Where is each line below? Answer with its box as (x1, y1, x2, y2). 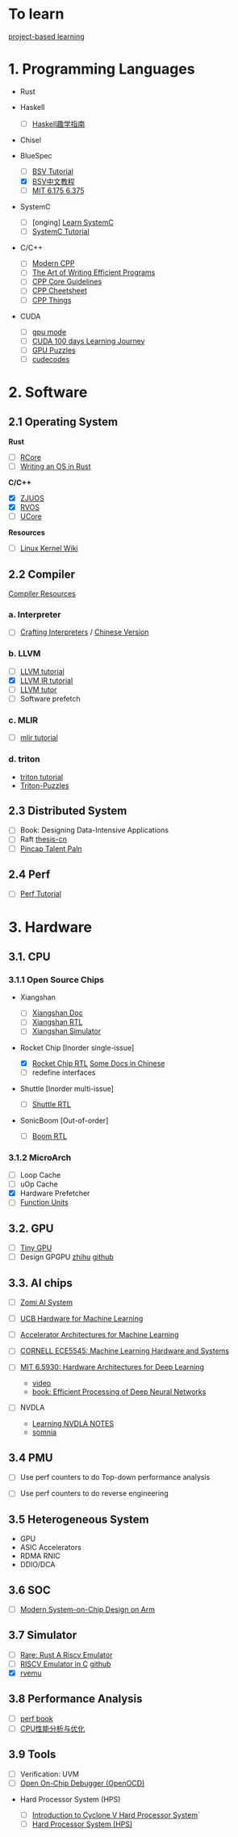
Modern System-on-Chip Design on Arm (19, 1604, 156, 1614)
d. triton (8, 753, 40, 765)
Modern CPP (31, 259, 75, 268)
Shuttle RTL (31, 1099, 71, 1109)
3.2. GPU (8, 1221, 54, 1235)
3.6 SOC (8, 1583, 51, 1597)
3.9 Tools (8, 1747, 56, 1762)
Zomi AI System (19, 1298, 73, 1308)
